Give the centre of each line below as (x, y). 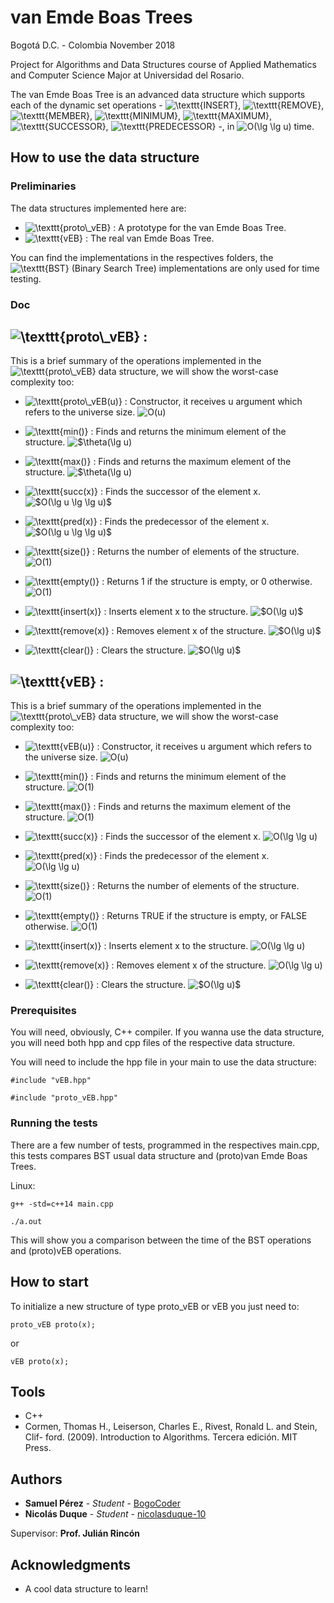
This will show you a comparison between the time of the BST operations (161, 1240)
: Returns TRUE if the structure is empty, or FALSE (204, 916)
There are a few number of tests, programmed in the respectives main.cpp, (165, 1145)
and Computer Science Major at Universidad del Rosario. (127, 75)
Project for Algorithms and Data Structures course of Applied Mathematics (163, 64)
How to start (49, 1282)
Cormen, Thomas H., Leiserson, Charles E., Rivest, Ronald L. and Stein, (171, 1427)
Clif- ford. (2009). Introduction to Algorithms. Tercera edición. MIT (161, 1437)
